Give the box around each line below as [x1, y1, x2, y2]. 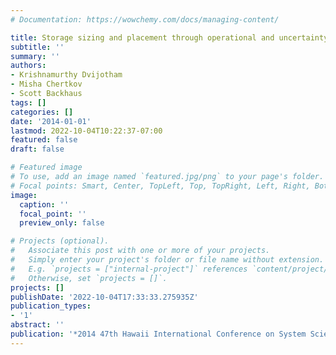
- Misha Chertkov [10, 79, 83, 90]
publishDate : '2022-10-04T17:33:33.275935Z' [10, 292, 199, 302]
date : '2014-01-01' [10, 116, 92, 126]
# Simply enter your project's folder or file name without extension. [10, 255, 325, 265]
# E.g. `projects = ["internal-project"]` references [10, 264, 248, 274]
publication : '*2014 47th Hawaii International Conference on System [10, 329, 307, 339]
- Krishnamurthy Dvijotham [10, 70, 123, 80]
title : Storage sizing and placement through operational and [10, 32, 275, 43]
